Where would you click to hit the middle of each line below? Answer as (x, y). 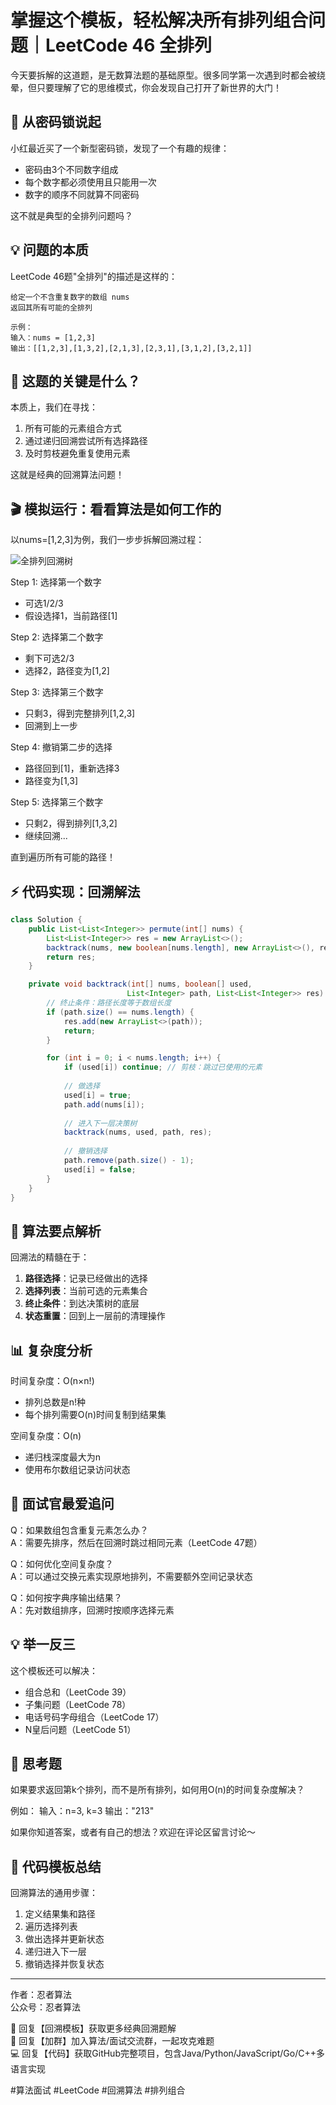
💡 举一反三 (43, 1644)
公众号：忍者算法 (45, 2007)
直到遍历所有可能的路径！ (63, 857)
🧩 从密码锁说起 (56, 122)
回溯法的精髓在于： (50, 1257)
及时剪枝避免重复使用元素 (77, 453)
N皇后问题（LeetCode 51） (80, 1729)
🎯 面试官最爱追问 (62, 1504)
